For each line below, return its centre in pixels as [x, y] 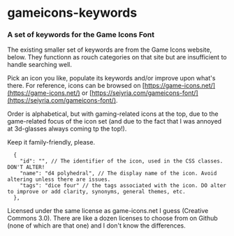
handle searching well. [39, 65]
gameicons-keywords [72, 13]
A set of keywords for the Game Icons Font [81, 35]
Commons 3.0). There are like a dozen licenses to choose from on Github [112, 219]
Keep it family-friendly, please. [51, 142]
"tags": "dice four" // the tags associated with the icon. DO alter [123, 186]
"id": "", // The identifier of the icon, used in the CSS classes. [122, 161]
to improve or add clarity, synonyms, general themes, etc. [97, 192]
